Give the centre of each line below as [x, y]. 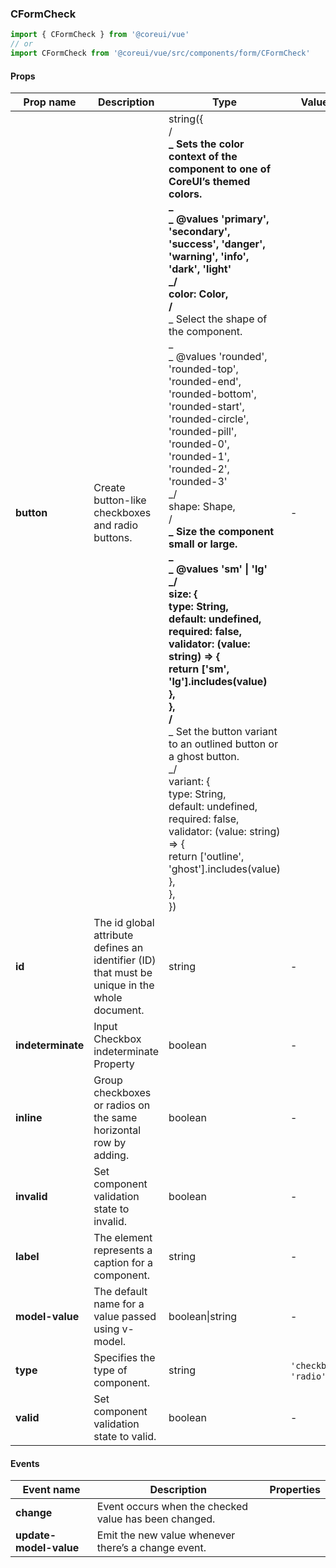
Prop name [50, 102]
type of [110, 1370]
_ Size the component [221, 532]
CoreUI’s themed [209, 182]
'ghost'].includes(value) [224, 869]
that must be [123, 973]
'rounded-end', [205, 382]
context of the [203, 157]
